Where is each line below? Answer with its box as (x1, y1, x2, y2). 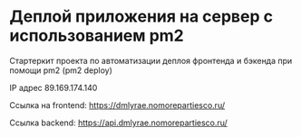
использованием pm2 (9, 25, 184, 46)
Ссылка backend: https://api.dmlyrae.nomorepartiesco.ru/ (9, 117, 228, 128)
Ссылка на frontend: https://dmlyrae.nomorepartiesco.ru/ (9, 99, 225, 110)
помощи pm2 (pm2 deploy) (9, 65, 113, 76)
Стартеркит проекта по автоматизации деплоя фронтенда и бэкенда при (9, 55, 293, 66)
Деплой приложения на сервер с (9, 6, 274, 27)
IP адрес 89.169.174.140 (9, 82, 98, 93)
